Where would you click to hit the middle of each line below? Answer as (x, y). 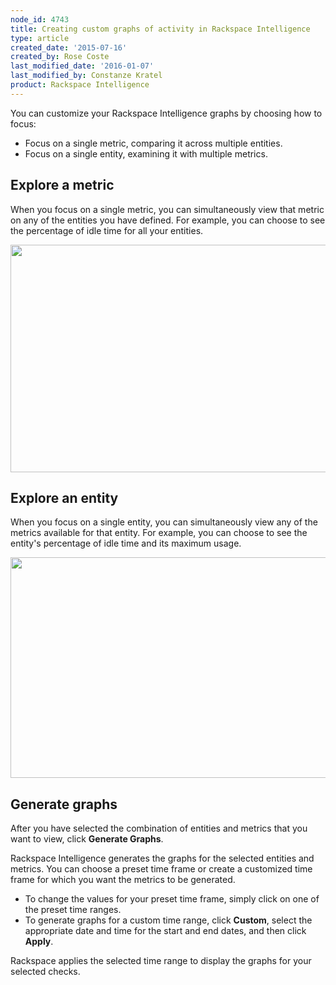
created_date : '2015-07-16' (69, 47)
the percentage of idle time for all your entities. (107, 230)
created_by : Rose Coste (60, 57)
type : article (40, 38)
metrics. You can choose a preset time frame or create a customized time (161, 869)
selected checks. (45, 972)
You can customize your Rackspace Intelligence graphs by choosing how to (166, 113)
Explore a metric (62, 185)
